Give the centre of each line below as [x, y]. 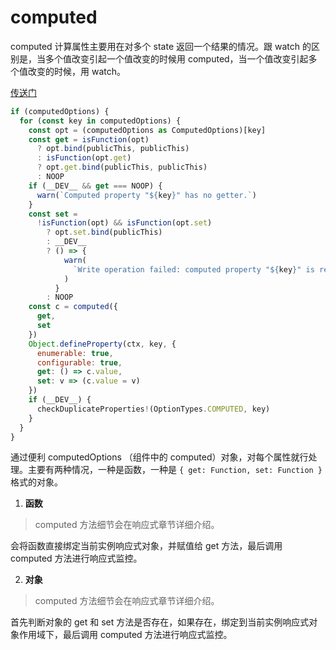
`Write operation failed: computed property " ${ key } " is [194, 269]
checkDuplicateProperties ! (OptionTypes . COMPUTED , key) [153, 409]
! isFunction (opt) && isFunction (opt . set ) [124, 223]
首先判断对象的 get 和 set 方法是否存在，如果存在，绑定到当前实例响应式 [160, 622]
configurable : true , [79, 362]
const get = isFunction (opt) [89, 139]
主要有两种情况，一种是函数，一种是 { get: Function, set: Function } [175, 470]
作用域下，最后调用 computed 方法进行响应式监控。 [125, 635]
